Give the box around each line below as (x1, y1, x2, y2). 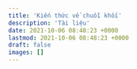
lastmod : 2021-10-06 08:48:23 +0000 (8, 33, 129, 42)
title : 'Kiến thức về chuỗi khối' (8, 11, 123, 20)
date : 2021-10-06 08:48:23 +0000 (8, 26, 119, 34)
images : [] (8, 48, 44, 56)
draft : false (8, 41, 51, 49)
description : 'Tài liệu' (8, 19, 90, 27)
